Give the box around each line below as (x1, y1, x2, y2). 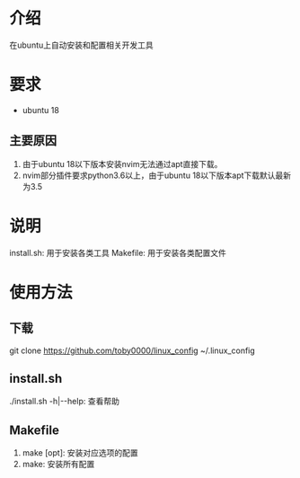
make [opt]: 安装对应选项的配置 (22, 447, 138, 458)
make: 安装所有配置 (22, 459, 95, 470)
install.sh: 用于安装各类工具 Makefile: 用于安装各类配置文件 (9, 247, 227, 258)
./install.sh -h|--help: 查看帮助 (9, 396, 119, 407)
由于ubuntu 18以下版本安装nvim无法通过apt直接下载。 (22, 158, 223, 169)
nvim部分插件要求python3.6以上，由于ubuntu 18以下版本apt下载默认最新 (22, 170, 292, 181)
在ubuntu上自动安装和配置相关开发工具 (9, 40, 154, 50)
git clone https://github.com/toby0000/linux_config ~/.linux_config (9, 345, 256, 356)
